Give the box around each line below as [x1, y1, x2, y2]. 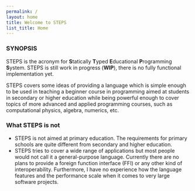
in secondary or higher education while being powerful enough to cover [6, 94, 180, 101]
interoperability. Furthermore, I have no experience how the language [14, 166, 182, 173]
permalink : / [6, 8, 38, 15]
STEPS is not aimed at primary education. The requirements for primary [14, 135, 187, 142]
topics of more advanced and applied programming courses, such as [6, 100, 173, 108]
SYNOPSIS [6, 45, 37, 53]
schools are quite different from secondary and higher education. [14, 140, 173, 148]
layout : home [6, 14, 38, 20]
